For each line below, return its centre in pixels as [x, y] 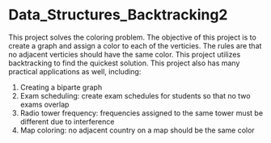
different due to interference [67, 121]
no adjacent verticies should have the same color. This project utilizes [125, 54]
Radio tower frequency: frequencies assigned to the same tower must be [142, 113]
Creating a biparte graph [61, 87]
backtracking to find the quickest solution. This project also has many [124, 63]
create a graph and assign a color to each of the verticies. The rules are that [135, 45]
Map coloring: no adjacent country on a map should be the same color [137, 130]
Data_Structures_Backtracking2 [118, 15]
